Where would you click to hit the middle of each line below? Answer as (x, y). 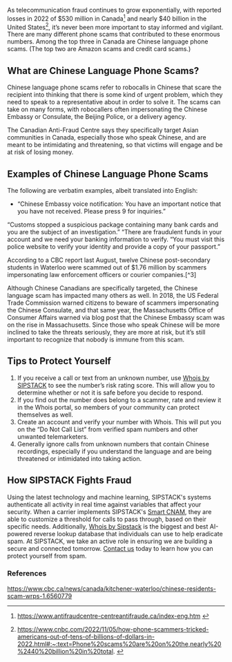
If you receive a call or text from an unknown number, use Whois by (113, 378)
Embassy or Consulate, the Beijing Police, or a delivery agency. (97, 117)
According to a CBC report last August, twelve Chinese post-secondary (109, 260)
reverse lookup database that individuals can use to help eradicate (128, 533)
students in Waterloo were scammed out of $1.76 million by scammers (107, 267)
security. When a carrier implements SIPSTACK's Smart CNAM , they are (109, 511)
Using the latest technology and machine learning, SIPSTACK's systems (109, 497)
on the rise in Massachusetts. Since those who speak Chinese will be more (114, 325)
